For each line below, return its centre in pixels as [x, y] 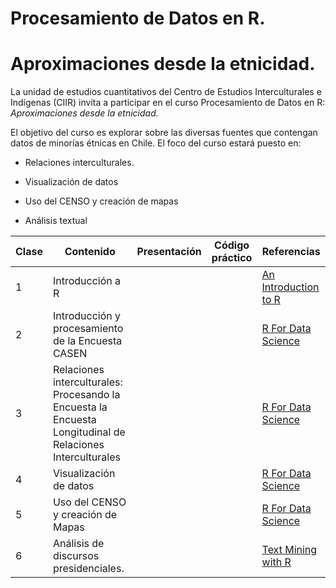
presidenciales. [88, 569]
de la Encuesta [87, 341]
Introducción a [87, 281]
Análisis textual [56, 221]
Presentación [169, 252]
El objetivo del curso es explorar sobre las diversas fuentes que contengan [164, 133]
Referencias [291, 252]
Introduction [290, 287]
